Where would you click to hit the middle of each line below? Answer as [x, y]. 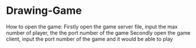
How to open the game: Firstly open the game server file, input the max [92, 27]
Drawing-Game [44, 11]
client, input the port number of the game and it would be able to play [90, 39]
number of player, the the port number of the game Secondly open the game [98, 32]
